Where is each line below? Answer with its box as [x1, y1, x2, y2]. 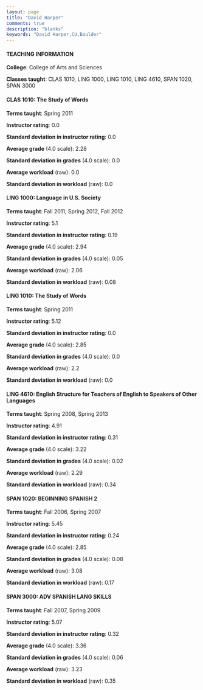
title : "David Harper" [6, 15, 64, 21]
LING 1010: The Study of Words [6, 292, 87, 300]
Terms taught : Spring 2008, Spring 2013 [6, 410, 108, 418]
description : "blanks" [6, 26, 64, 32]
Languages [6, 396, 35, 404]
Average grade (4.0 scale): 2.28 [6, 145, 87, 152]
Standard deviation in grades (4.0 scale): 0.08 [6, 556, 123, 563]
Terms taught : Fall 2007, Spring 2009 [6, 606, 101, 614]
